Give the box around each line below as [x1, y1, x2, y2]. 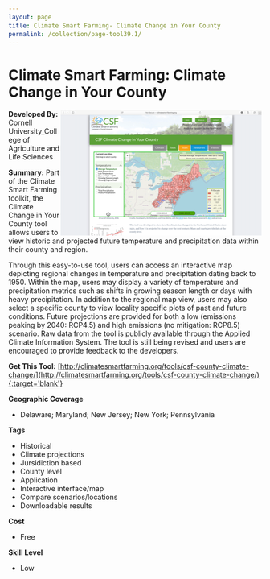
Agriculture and [8, 143, 60, 153]
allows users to [8, 228, 59, 238]
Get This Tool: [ [8, 362, 61, 371]
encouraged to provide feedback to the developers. [8, 346, 179, 356]
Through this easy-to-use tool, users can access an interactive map [8, 260, 233, 270]
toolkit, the [8, 193, 44, 203]
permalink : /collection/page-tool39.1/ [8, 30, 142, 38]
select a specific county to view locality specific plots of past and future [8, 303, 247, 313]
